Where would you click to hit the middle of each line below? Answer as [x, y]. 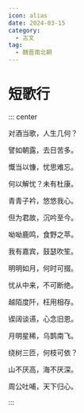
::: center [23, 117]
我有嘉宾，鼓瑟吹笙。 [43, 251]
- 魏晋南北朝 [34, 52]
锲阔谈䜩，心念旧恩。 [43, 318]
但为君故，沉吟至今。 [43, 217]
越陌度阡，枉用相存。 [43, 302]
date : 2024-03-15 [37, 23]
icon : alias [28, 15]
